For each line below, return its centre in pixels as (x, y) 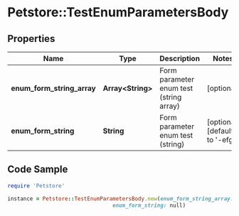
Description (180, 59)
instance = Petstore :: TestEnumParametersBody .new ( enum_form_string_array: (121, 199)
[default (220, 131)
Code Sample (38, 169)
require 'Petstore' (36, 185)
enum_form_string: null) (149, 205)
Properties (31, 39)
